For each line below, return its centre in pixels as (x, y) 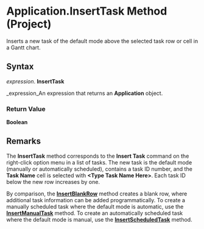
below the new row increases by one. (53, 181)
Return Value (26, 109)
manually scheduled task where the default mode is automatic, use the (95, 206)
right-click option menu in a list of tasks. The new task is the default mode (99, 162)
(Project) (29, 24)
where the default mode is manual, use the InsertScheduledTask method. (100, 219)
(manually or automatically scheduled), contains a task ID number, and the (100, 169)
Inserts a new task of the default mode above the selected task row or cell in (102, 41)
